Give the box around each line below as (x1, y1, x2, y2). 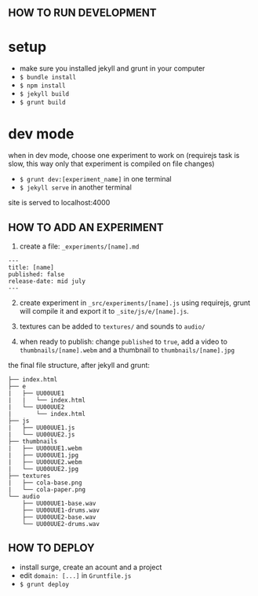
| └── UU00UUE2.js (8, 431, 76, 439)
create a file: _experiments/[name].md (19, 241, 140, 251)
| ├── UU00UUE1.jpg (8, 451, 79, 459)
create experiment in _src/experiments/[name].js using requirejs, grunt (19, 298, 251, 307)
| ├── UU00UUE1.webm (8, 444, 82, 453)
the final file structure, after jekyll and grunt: (8, 361, 151, 370)
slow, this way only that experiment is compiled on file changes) (8, 159, 215, 168)
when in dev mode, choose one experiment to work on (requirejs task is (8, 151, 240, 160)
